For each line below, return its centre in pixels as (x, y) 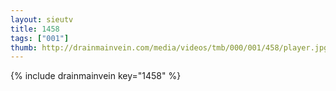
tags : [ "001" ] (40, 38)
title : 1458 (35, 29)
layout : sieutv (42, 19)
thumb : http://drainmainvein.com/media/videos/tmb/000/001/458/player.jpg (169, 47)
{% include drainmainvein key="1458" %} (96, 76)
